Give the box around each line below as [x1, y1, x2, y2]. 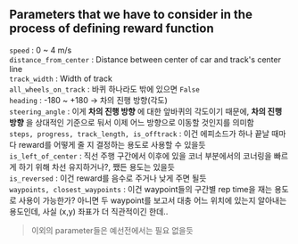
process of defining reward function [9, 21, 214, 37]
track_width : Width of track [9, 73, 113, 84]
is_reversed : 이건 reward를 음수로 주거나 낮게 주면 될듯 [9, 173, 207, 183]
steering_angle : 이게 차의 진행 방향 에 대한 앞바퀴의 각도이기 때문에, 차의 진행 [9, 106, 283, 117]
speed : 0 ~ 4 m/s [9, 45, 72, 55]
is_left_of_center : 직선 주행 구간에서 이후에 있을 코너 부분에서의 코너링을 [9, 150, 272, 161]
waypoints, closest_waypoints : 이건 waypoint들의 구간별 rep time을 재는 [9, 183, 273, 194]
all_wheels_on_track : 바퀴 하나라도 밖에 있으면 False [9, 84, 201, 94]
